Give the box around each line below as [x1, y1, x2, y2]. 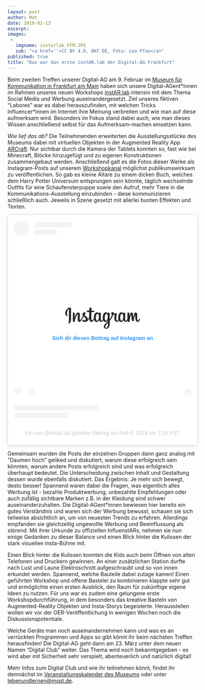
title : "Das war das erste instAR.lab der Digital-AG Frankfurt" [7, 59, 175, 65]
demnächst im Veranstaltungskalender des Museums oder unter [7, 671, 167, 678]
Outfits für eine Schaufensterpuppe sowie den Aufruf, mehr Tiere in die [7, 183, 184, 190]
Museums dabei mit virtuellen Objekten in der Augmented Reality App [7, 139, 181, 146]
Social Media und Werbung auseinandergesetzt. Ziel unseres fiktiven [7, 95, 178, 102]
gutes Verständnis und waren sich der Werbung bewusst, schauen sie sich [7, 507, 193, 515]
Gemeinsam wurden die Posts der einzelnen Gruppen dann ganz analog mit [7, 450, 195, 457]
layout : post [7, 8, 40, 15]
